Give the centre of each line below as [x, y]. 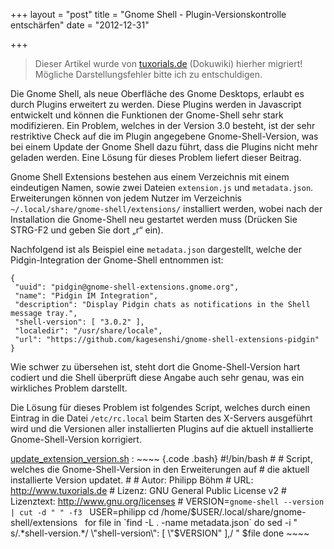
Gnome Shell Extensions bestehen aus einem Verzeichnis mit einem [150, 177]
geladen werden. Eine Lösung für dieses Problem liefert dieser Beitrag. [156, 157]
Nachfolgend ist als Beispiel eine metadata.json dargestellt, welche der [156, 249]
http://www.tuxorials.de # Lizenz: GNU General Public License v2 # [148, 490]
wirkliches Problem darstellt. [69, 388]
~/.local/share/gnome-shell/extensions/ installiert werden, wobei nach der [166, 208]
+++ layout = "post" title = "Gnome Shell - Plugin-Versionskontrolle [148, 14]
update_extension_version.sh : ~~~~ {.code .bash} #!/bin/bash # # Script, [161, 458]
